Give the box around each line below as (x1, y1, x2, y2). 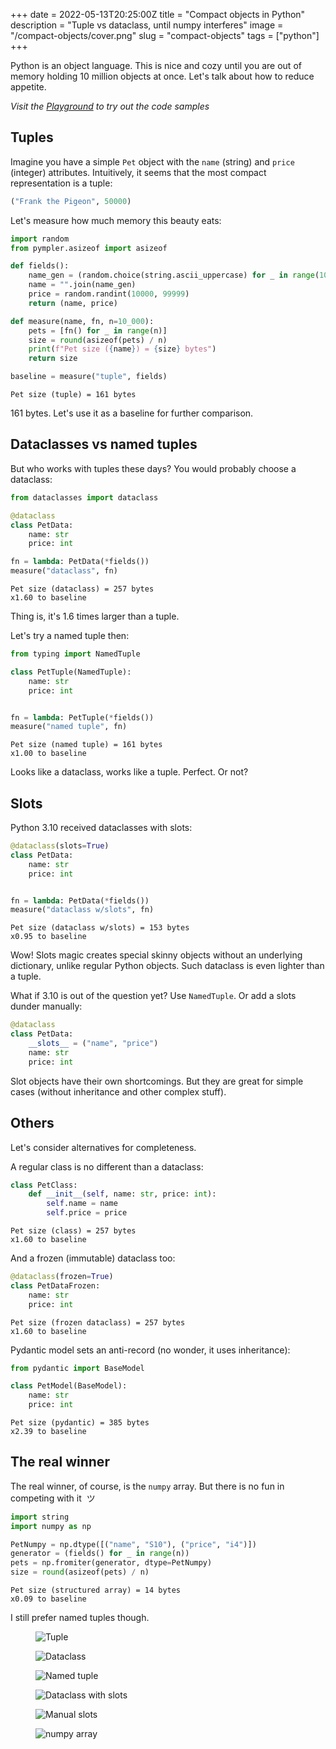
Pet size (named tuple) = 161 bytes (10, 740, 163, 750)
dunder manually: (10, 1000, 83, 1013)
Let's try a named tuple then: (10, 630, 130, 641)
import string (10, 1512, 70, 1522)
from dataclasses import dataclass (10, 492, 159, 503)
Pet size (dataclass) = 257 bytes (10, 584, 155, 594)
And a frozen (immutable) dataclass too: (10, 1252, 176, 1264)
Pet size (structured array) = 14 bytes (10, 1585, 182, 1596)
